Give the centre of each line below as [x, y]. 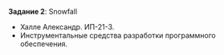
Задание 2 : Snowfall [43, 12]
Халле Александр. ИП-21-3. [67, 27]
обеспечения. [44, 44]
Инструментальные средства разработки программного [118, 35]
